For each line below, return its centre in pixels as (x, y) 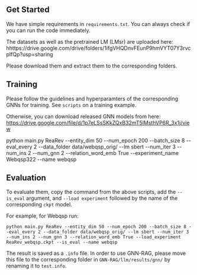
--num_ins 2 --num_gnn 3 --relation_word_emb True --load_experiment (94, 237)
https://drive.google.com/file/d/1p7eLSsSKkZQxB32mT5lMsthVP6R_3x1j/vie (98, 122)
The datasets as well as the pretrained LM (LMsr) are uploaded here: (90, 41)
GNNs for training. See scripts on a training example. (71, 105)
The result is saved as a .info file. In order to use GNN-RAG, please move (96, 253)
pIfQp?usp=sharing (30, 54)
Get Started (28, 10)
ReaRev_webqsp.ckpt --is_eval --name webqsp (62, 242)
